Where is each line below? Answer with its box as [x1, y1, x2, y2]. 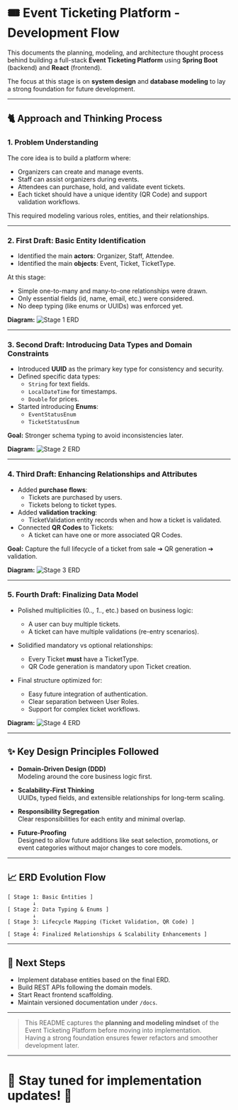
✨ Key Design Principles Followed [7, 746, 159, 758]
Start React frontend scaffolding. [17, 991, 113, 999]
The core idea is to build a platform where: [7, 153, 131, 162]
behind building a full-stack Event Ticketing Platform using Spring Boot [7, 55, 218, 64]
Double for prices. [28, 395, 79, 403]
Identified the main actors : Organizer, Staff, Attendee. [17, 252, 175, 260]
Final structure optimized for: [17, 675, 103, 684]
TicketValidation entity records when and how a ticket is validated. [28, 515, 222, 524]
